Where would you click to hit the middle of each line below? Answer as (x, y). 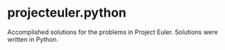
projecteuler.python (67, 13)
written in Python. (33, 39)
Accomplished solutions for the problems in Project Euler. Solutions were (112, 32)
